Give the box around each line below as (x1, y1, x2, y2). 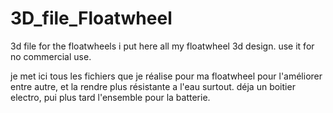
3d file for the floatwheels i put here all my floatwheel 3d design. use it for (10, 40, 315, 52)
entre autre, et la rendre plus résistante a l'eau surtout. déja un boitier (10, 80, 296, 92)
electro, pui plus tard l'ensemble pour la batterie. (10, 91, 211, 103)
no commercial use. (10, 50, 92, 62)
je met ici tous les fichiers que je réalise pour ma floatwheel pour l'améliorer (10, 70, 323, 82)
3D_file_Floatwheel (10, 7, 173, 30)
